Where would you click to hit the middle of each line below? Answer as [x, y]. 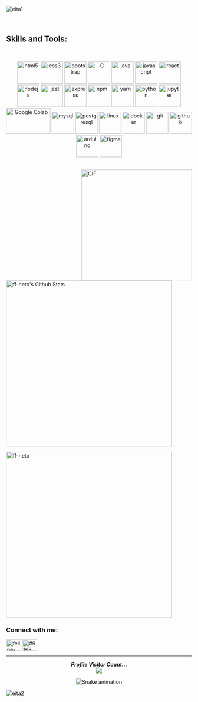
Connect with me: [32, 630]
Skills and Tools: [37, 39]
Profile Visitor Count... [99, 665]
